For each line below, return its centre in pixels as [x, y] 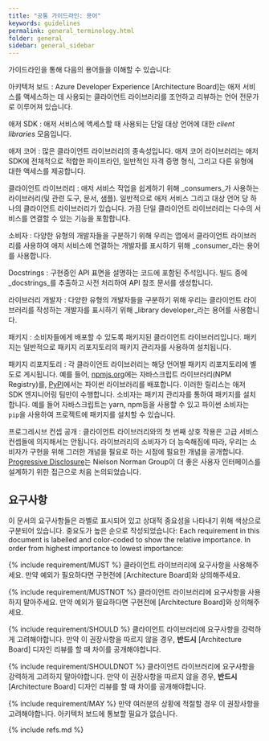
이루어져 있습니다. [45, 107]
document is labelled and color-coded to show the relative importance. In [130, 539]
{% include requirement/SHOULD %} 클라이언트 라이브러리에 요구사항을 [124, 629]
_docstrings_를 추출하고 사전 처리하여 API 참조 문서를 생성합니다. [111, 283]
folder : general [35, 38]
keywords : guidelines [45, 23]
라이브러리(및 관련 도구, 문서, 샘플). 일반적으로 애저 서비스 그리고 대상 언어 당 [128, 199]
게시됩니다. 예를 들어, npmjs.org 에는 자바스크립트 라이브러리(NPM [127, 374]
